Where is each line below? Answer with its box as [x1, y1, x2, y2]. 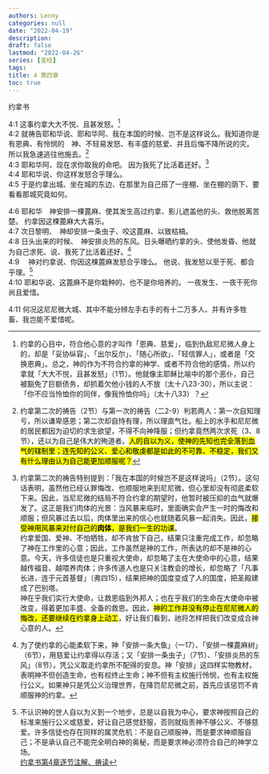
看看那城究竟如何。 [8, 190, 72, 199]
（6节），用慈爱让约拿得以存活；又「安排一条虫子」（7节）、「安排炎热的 [19, 650, 254, 660]
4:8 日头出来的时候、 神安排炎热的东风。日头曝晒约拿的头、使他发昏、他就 [8, 237, 256, 247]
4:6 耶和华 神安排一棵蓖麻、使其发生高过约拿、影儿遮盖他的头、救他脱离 [8, 207, 253, 216]
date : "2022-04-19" [8, 26, 74, 34]
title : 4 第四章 [8, 71, 59, 79]
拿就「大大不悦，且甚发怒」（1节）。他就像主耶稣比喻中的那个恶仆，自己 [19, 369, 255, 379]
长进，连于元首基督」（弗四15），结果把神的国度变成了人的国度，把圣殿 [19, 573, 252, 583]
